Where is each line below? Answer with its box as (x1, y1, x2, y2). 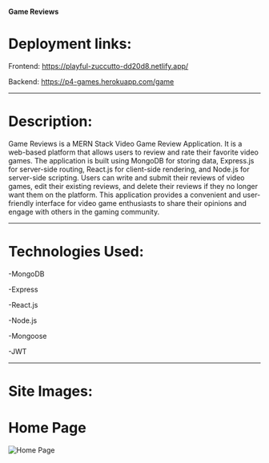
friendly (8, 198, 34, 207)
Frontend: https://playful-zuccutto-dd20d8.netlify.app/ (8, 61, 189, 70)
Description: (8, 112, 93, 131)
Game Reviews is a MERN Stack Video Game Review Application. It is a (8, 139, 243, 148)
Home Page (8, 419, 86, 437)
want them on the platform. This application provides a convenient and (8, 190, 242, 199)
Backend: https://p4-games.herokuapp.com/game (8, 76, 175, 87)
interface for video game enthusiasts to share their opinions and (35, 198, 247, 207)
